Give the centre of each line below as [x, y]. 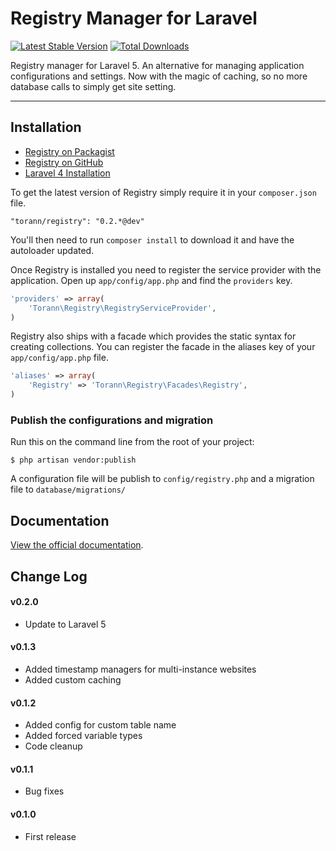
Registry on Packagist [69, 151]
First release [50, 836]
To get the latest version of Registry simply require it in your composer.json [163, 192]
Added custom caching [73, 679]
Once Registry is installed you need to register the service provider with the [166, 269]
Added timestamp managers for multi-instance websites [140, 669]
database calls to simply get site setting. [93, 86]
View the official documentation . [77, 545]
